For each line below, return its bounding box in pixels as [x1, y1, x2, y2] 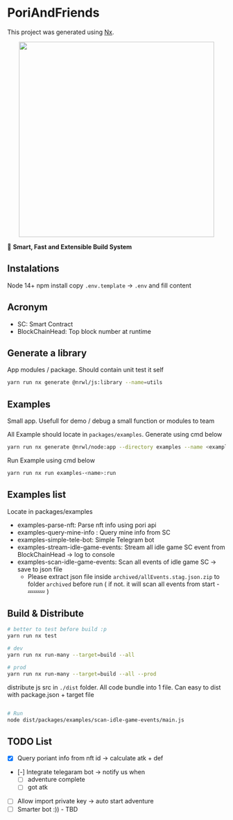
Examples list [7, 489, 67, 501]
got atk [27, 783, 49, 792]
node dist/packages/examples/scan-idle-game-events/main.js [7, 717, 185, 723]
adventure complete [27, 776, 85, 784]
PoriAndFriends [7, 5, 100, 21]
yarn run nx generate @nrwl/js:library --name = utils [7, 379, 163, 386]
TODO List [7, 735, 52, 747]
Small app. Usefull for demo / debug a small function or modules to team [7, 417, 215, 425]
